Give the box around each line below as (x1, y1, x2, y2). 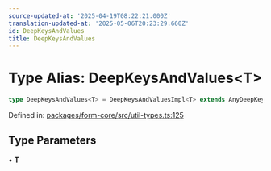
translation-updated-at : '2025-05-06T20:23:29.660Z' (8, 19, 190, 27)
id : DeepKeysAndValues (8, 27, 85, 35)
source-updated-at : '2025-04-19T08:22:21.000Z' (8, 11, 172, 20)
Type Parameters (8, 134, 97, 148)
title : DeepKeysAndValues (8, 34, 95, 43)
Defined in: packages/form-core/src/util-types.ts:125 (8, 111, 184, 120)
